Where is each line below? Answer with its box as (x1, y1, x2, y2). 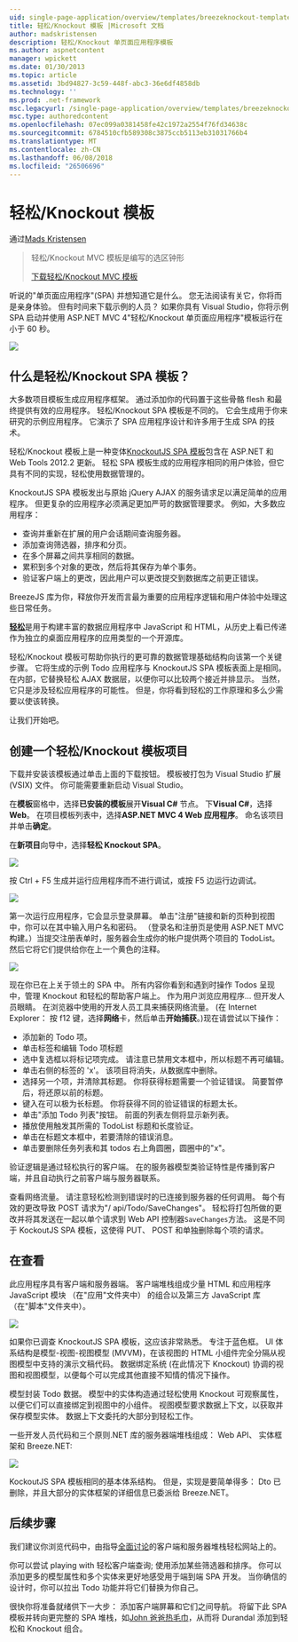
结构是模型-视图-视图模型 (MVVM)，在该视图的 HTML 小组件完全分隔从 (16, 1347, 278, 1358)
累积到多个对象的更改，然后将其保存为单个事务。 (21, 561, 201, 573)
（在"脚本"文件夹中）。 (9, 1300, 91, 1311)
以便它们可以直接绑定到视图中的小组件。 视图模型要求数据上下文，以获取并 (9, 1400, 284, 1410)
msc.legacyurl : (9, 104, 66, 113)
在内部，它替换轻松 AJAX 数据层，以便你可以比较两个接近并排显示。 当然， (9, 674, 286, 685)
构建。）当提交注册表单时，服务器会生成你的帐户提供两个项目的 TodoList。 (9, 932, 280, 943)
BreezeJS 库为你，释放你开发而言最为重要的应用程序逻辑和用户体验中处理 (9, 591, 279, 602)
